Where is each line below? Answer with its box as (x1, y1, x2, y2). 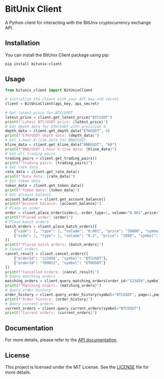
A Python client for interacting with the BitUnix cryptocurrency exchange (5, 20, 151, 25)
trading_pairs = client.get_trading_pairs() (5, 156, 97, 161)
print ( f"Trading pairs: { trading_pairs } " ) (5, 160, 93, 165)
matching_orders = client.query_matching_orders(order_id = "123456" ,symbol (5, 279, 161, 284)
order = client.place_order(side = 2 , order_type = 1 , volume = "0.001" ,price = (5, 210, 159, 216)
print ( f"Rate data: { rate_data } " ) (5, 174, 76, 179)
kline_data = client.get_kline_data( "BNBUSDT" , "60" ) (5, 142, 117, 147)
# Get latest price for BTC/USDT (5, 110, 73, 115)
